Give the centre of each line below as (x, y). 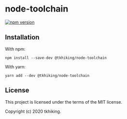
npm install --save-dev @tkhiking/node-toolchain (56, 58)
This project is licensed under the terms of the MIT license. (63, 102)
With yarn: (15, 66)
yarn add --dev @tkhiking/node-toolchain (47, 76)
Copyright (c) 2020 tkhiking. (33, 111)
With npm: (15, 49)
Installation (22, 37)
